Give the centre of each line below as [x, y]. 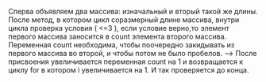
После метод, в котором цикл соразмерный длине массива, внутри [124, 20]
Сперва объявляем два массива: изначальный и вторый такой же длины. [133, 11]
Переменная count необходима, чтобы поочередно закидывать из [121, 45]
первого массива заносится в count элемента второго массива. [118, 36]
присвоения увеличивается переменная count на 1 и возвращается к [126, 61]
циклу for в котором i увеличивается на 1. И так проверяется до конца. [129, 70]
